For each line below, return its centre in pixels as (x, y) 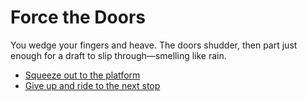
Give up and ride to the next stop (92, 85)
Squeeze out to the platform (82, 75)
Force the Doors (78, 17)
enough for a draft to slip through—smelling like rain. (118, 55)
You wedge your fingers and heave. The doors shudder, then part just (154, 45)
